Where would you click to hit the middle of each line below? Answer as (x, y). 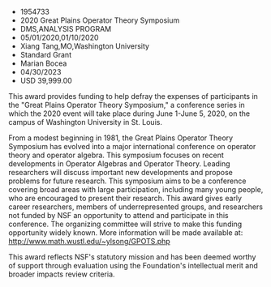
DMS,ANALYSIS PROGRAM (66, 29)
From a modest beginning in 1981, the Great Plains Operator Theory (121, 138)
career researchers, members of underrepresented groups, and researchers (136, 207)
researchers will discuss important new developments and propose (120, 172)
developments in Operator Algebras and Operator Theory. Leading (119, 164)
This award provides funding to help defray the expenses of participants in (133, 96)
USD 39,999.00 (46, 81)
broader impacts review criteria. (62, 274)
